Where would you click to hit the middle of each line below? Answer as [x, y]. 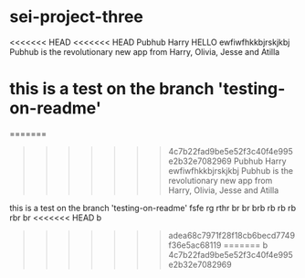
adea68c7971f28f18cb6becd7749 [231, 235]
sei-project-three [77, 17]
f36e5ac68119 [195, 245]
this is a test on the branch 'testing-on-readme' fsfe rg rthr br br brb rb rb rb [153, 208]
